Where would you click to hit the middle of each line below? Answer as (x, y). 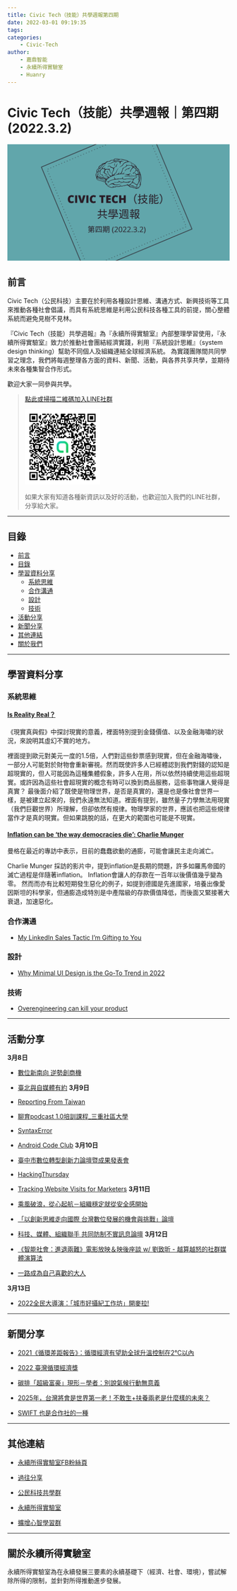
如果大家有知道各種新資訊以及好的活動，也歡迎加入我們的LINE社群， (124, 496)
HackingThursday (43, 1174)
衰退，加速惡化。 (32, 901)
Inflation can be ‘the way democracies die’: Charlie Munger (96, 834)
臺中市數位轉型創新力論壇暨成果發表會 (73, 1160)
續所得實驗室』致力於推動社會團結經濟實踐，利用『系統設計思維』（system (115, 342)
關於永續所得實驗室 (49, 1553)
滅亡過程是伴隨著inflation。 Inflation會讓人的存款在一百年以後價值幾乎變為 (115, 875)
